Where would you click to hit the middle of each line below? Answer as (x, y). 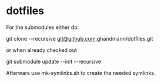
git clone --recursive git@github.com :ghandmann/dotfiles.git (80, 38)
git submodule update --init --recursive (54, 61)
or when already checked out (42, 50)
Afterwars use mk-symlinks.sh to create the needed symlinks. (81, 73)
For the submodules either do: (43, 27)
